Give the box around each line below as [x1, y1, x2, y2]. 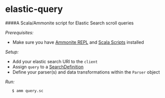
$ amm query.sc [11, 88, 43, 93]
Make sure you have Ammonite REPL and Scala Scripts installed [12, 39, 144, 45]
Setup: [5, 49, 19, 55]
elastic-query [5, 3, 63, 15]
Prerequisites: [5, 29, 34, 35]
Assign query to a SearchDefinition [12, 64, 84, 70]
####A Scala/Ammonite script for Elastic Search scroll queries [5, 20, 134, 26]
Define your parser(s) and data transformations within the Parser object [12, 69, 160, 75]
